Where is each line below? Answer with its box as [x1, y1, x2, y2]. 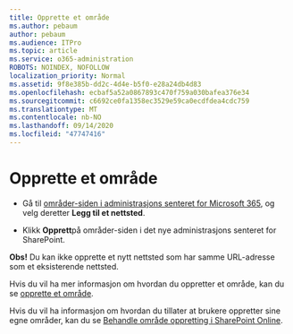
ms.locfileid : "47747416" [9, 130, 105, 139]
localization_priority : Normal [9, 72, 126, 81]
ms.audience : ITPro [9, 38, 82, 47]
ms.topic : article [9, 47, 78, 56]
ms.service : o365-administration [9, 55, 134, 64]
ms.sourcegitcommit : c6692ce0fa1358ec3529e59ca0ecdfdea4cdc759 [9, 96, 250, 106]
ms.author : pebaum [9, 21, 78, 30]
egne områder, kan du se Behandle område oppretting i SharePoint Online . [9, 314, 283, 325]
